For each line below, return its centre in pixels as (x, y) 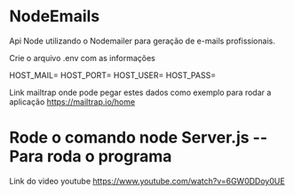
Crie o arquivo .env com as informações (82, 58)
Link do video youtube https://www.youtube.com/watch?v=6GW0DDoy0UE (147, 181)
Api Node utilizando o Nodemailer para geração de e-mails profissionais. (142, 41)
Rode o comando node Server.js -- (139, 138)
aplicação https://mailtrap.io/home (72, 101)
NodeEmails (55, 16)
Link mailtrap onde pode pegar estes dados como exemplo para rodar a (140, 92)
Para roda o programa (91, 156)
